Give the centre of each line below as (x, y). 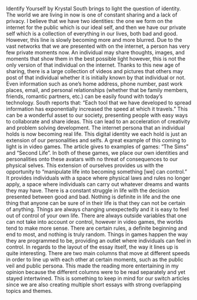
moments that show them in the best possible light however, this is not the (96, 59)
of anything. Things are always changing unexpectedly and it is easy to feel (98, 209)
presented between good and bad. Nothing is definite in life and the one (93, 197)
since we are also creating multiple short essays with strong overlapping (94, 285)
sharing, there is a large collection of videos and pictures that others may (95, 71)
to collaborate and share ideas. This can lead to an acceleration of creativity (98, 121)
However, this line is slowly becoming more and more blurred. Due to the (94, 40)
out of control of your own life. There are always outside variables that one (96, 216)
